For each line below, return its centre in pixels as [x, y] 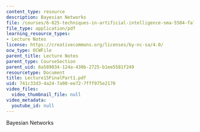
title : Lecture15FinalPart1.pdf [46, 78]
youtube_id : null [33, 106]
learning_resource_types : [38, 34]
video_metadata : [26, 100]
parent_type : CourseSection [41, 61]
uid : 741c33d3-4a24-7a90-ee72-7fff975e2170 [61, 84]
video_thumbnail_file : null [46, 95]
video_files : [22, 89]
